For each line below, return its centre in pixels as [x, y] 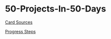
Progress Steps [20, 31]
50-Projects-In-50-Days [55, 9]
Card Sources [19, 22]
